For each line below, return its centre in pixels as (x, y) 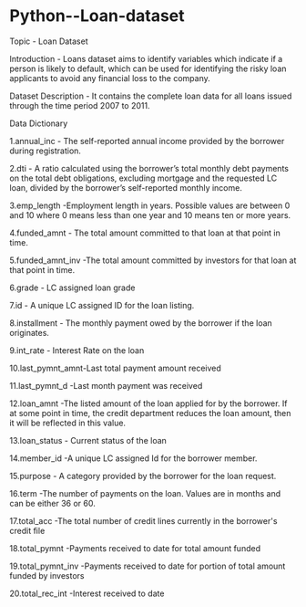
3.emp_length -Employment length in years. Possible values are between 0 (150, 205)
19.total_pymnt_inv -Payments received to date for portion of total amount (148, 566)
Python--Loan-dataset (97, 16)
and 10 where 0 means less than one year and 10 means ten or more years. (150, 215)
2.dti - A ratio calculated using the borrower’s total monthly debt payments (149, 168)
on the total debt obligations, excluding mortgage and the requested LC (143, 178)
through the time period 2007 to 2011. (80, 105)
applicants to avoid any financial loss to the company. (110, 78)
